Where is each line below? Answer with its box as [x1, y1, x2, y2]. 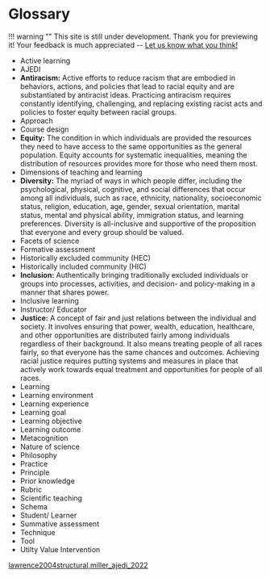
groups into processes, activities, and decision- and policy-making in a [19, 279, 255, 288]
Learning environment [19, 390, 94, 400]
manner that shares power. [19, 287, 110, 297]
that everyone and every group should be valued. [19, 227, 184, 237]
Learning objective [19, 416, 83, 425]
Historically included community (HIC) [19, 262, 147, 271]
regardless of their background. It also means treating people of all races [19, 338, 263, 348]
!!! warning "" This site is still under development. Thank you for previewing [8, 31, 258, 41]
